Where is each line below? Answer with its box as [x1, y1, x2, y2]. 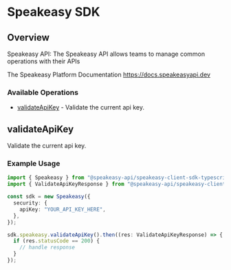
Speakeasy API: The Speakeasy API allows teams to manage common [7, 50, 205, 58]
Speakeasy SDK [7, 4, 100, 20]
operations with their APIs [7, 57, 80, 65]
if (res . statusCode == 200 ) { [13, 238, 100, 245]
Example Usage [7, 159, 60, 169]
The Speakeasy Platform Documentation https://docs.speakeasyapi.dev [7, 70, 211, 79]
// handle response [19, 244, 76, 251]
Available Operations [7, 87, 79, 97]
